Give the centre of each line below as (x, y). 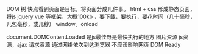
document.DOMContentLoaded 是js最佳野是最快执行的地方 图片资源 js (95, 37)
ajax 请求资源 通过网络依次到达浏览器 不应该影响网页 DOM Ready (99, 45)
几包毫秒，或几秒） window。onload (52, 24)
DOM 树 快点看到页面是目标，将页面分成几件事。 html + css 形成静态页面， (101, 9)
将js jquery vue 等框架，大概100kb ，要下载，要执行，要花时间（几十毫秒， (101, 16)
